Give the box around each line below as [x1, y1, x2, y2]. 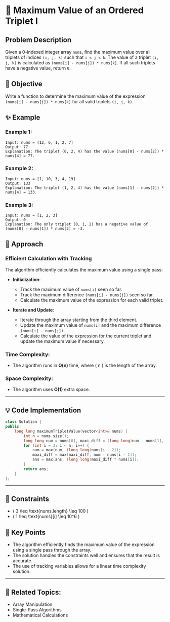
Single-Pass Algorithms [12, 607, 62, 612]
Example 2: [5, 165, 33, 172]
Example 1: [5, 129, 32, 136]
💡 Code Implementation [5, 406, 81, 414]
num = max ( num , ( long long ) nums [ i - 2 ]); [32, 448, 121, 453]
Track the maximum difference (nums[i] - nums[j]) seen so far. [20, 291, 154, 298]
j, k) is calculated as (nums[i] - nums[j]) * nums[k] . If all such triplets [5, 60, 155, 65]
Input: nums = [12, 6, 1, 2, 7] [5, 140, 73, 145]
